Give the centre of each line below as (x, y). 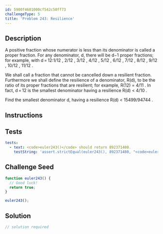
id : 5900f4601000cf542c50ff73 (36, 9)
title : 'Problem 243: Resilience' (40, 18)
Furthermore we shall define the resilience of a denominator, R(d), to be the (80, 80)
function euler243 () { (28, 178)
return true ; (23, 187)
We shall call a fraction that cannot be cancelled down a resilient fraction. (78, 75)
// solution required (27, 227)
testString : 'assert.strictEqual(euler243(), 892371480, (73, 152)
